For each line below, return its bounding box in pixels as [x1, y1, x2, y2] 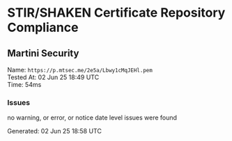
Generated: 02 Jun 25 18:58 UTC [7, 127, 102, 135]
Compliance [7, 19, 79, 35]
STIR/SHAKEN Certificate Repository [7, 5, 226, 21]
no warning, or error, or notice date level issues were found [7, 113, 178, 122]
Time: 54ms [7, 81, 42, 88]
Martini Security [7, 47, 79, 59]
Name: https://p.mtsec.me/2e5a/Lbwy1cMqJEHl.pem [7, 66, 153, 74]
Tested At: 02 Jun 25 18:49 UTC [7, 73, 100, 81]
